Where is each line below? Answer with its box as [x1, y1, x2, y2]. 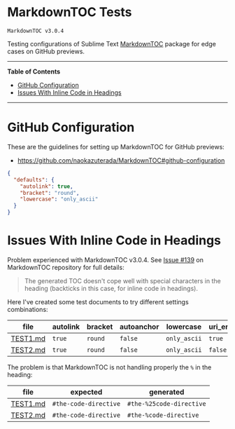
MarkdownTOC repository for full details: [7, 263, 124, 271]
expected [70, 387, 103, 397]
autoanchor [120, 322, 159, 332]
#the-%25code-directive [127, 400, 206, 407]
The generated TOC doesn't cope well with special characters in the [24, 276, 222, 285]
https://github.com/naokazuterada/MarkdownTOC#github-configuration [17, 156, 225, 165]
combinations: [7, 305, 48, 313]
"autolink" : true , [20, 183, 73, 190]
